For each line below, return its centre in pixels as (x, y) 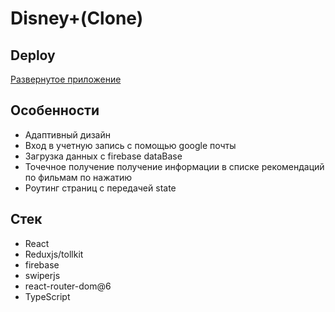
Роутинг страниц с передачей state (100, 188)
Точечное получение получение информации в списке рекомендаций (174, 166)
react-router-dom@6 (68, 286)
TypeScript (47, 296)
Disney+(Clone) (77, 18)
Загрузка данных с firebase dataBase (103, 156)
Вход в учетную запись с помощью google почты (130, 145)
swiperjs (42, 275)
